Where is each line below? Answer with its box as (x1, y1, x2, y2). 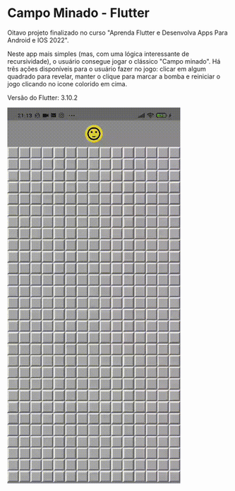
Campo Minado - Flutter (7, 5, 150, 21)
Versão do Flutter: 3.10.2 (7, 93, 78, 102)
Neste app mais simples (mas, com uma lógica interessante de (7, 50, 189, 58)
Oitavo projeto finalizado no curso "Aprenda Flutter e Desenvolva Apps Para (7, 28, 228, 37)
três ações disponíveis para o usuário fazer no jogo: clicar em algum (7, 64, 207, 73)
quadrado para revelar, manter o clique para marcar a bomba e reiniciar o (7, 72, 221, 81)
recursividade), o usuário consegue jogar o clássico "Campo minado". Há (7, 57, 221, 65)
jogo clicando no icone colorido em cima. (7, 79, 128, 88)
